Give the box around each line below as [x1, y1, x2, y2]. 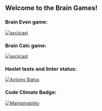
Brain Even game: [5, 19, 48, 26]
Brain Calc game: [5, 42, 47, 49]
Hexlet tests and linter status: [5, 65, 77, 72]
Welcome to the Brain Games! [5, 4, 98, 12]
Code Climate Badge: [5, 89, 57, 96]
